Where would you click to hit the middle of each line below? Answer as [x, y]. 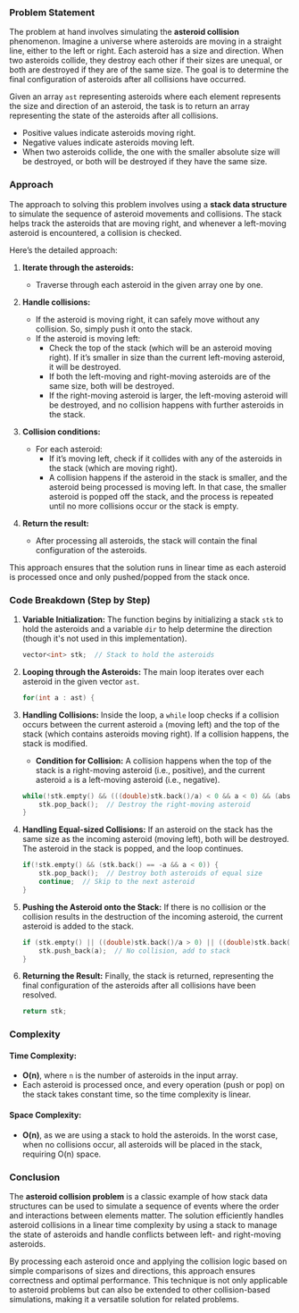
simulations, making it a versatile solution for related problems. [124, 1299]
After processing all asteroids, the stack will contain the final [146, 540]
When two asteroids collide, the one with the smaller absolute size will [151, 152]
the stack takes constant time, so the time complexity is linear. [137, 1094]
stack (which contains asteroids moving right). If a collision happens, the [155, 734]
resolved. [39, 995]
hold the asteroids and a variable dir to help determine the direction [147, 628]
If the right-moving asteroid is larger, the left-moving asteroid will [168, 395]
